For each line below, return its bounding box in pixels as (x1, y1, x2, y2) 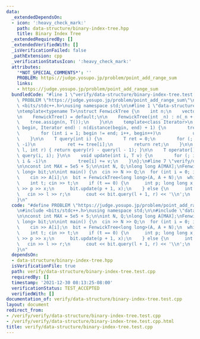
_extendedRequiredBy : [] (11, 36, 73, 42)
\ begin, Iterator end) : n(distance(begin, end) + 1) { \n (17, 125, 167, 131)
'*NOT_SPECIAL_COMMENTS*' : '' (17, 70, 92, 76)
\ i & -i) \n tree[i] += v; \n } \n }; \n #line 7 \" (17, 158, 174, 164)
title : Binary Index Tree (17, 31, 82, 37)
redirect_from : (6, 307, 44, 313)
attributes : (11, 64, 42, 70)
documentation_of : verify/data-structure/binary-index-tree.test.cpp (6, 296, 183, 302)
